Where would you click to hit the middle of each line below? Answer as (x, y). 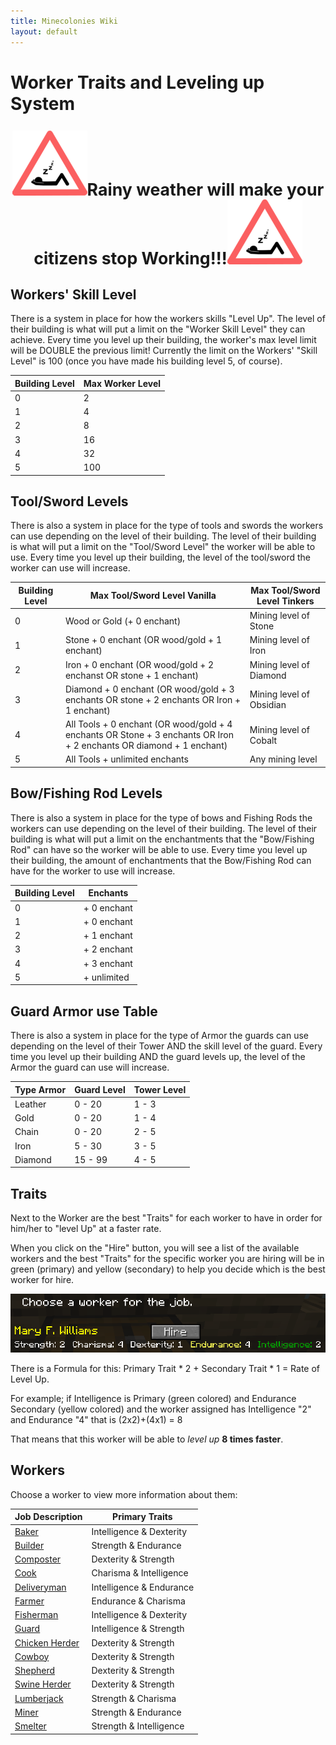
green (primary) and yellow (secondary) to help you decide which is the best (168, 1269)
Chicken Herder (47, 1642)
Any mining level (283, 759)
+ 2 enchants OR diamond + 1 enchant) (146, 746)
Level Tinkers (285, 601)
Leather (30, 1104)
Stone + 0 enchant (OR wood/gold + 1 (143, 640)
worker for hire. (42, 1280)
